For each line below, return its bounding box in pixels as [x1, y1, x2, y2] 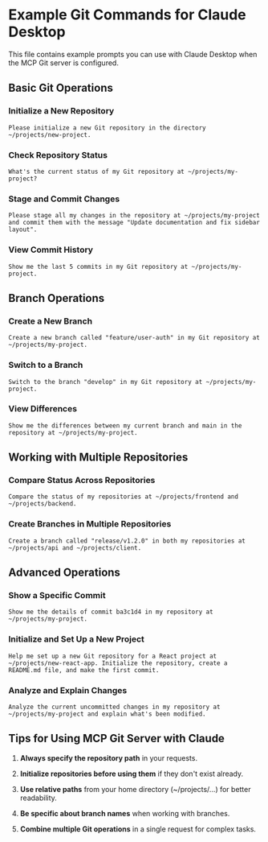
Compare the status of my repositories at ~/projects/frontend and [8, 493, 239, 501]
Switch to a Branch [8, 360, 83, 371]
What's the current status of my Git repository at [8, 167, 185, 175]
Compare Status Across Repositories [8, 475, 156, 486]
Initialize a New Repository [8, 105, 115, 117]
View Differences [8, 403, 78, 415]
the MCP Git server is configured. [8, 58, 119, 68]
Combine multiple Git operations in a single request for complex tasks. [19, 823, 257, 834]
